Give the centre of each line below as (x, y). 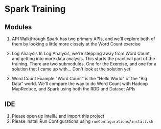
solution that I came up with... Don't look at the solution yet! (71, 69)
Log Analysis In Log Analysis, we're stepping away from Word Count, (81, 53)
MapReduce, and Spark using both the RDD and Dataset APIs (73, 89)
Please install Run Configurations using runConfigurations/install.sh (82, 121)
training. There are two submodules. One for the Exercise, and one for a (84, 64)
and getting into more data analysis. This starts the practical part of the (83, 59)
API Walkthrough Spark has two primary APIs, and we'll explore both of (83, 39)
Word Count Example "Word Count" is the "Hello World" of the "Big (79, 78)
